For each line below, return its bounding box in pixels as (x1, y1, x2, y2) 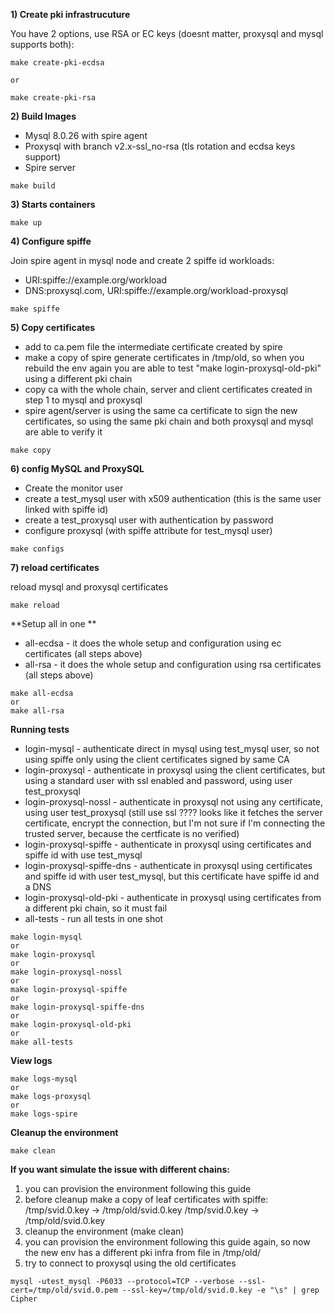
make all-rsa (10, 706, 65, 716)
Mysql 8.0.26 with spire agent (24, 130, 148, 141)
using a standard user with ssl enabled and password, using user (24, 775, 293, 786)
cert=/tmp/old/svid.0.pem (10, 1285, 118, 1295)
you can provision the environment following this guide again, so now (24, 1236, 311, 1248)
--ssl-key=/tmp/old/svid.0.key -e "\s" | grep (121, 1285, 320, 1295)
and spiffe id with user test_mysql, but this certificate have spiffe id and (24, 870, 320, 882)
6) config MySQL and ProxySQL (10, 463, 145, 474)
